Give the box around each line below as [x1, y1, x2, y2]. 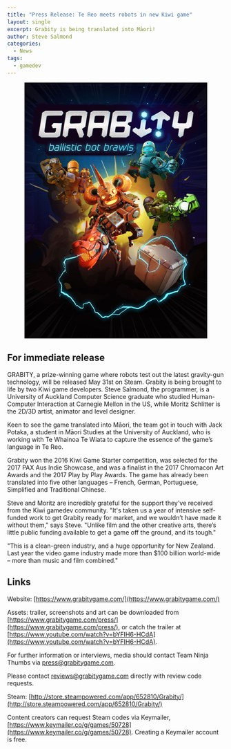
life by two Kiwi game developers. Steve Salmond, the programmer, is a [7, 385, 210, 394]
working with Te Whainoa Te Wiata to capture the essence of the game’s [7, 435, 213, 443]
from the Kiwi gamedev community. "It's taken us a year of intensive [7, 506, 201, 515]
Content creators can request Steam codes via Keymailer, [7, 713, 171, 721]
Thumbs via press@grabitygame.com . [7, 658, 116, 667]
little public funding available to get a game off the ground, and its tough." [7, 528, 217, 536]
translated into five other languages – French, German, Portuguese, [7, 478, 199, 486]
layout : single [7, 18, 51, 26]
